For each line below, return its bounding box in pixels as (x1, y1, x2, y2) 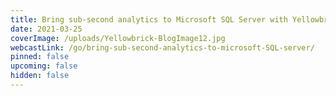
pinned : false (10, 52, 70, 62)
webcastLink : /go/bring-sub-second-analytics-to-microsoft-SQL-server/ (10, 42, 315, 53)
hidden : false (10, 71, 70, 81)
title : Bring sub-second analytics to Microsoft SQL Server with (10, 14, 288, 25)
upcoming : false (10, 61, 78, 71)
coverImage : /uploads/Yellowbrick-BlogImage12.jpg (10, 33, 226, 43)
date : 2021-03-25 (10, 24, 83, 34)
